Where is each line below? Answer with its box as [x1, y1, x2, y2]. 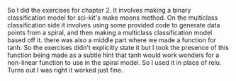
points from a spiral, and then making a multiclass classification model [7, 28, 213, 37]
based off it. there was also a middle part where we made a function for [7, 36, 216, 44]
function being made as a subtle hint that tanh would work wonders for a [7, 51, 220, 59]
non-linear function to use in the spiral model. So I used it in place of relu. [7, 58, 222, 66]
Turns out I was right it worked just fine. [7, 66, 123, 74]
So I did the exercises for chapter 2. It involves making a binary [7, 6, 191, 14]
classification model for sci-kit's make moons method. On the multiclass [7, 13, 218, 22]
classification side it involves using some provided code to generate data [7, 21, 220, 29]
